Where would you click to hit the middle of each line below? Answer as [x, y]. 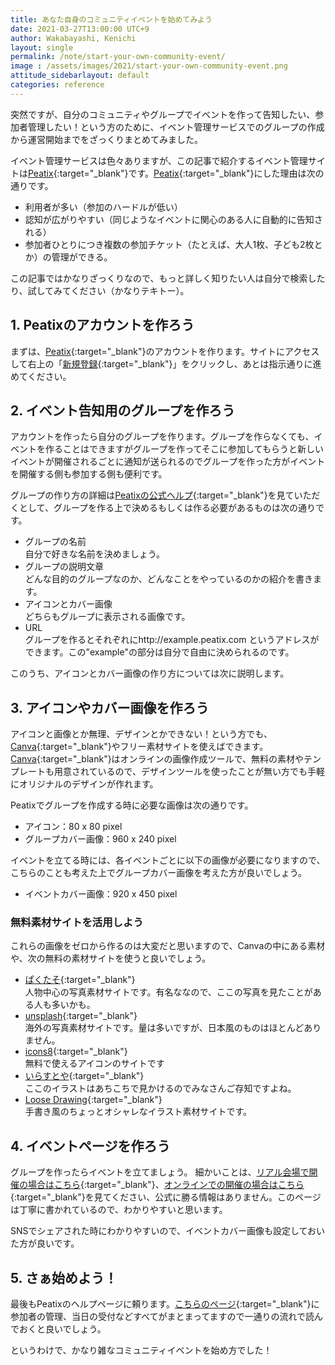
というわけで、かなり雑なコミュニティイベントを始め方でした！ [141, 1350]
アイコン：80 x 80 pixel [73, 827]
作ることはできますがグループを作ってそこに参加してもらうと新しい [184, 449]
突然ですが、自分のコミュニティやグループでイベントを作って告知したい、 [163, 114]
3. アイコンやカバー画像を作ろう [110, 707]
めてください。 [41, 376]
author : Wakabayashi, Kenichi [73, 38]
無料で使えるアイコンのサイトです [94, 1063]
